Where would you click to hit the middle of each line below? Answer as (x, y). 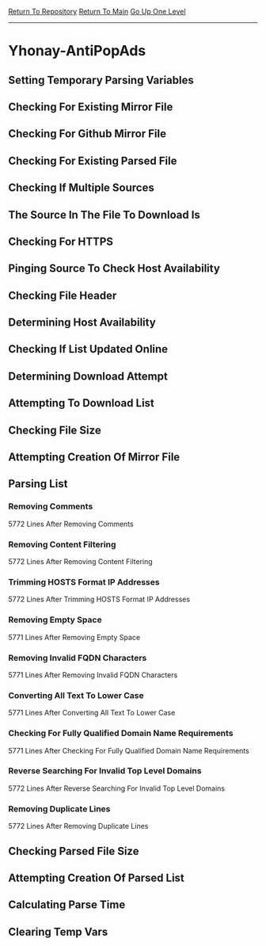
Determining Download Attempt (88, 376)
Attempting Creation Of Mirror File (94, 458)
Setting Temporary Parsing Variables (101, 80)
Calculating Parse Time (67, 905)
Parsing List (38, 484)
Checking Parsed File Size (74, 851)
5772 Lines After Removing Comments (71, 524)
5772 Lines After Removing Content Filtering (80, 562)
